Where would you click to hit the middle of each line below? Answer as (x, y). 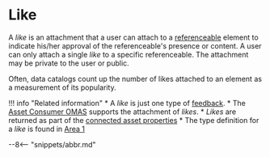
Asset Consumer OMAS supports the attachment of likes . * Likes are (122, 112)
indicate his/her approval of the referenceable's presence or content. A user (135, 45)
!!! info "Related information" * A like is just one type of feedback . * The (127, 103)
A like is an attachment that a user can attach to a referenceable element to (133, 37)
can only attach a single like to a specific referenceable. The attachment (129, 54)
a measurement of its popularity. (62, 87)
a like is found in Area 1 (47, 129)
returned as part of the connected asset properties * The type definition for (134, 120)
